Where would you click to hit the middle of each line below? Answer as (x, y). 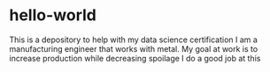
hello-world (53, 15)
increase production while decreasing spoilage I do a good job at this (135, 58)
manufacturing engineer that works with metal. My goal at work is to (134, 48)
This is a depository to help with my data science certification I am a (134, 40)
